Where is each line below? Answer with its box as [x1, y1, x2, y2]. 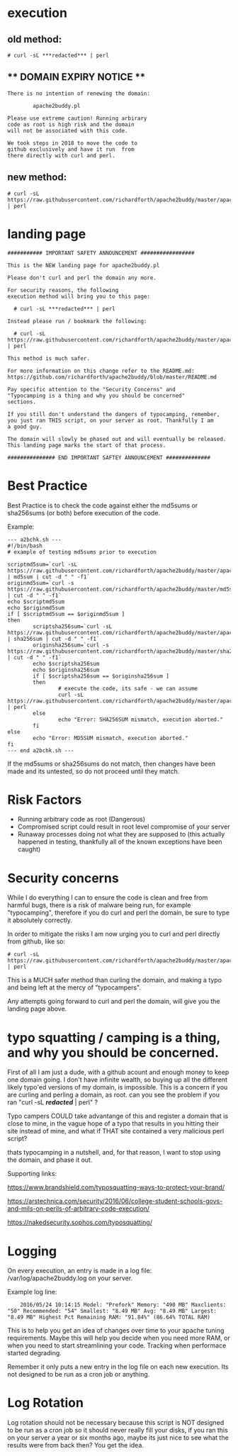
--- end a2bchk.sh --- [7, 746, 74, 754]
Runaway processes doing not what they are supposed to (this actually [17, 830, 225, 839]
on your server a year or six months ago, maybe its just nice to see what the [7, 1433, 229, 1442]
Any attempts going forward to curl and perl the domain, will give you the [7, 997, 220, 1006]
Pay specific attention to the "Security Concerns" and [7, 386, 176, 393]
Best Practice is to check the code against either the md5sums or [7, 501, 198, 510]
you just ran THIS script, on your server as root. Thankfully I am [7, 417, 214, 424]
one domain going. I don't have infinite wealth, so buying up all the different [7, 1075, 228, 1084]
